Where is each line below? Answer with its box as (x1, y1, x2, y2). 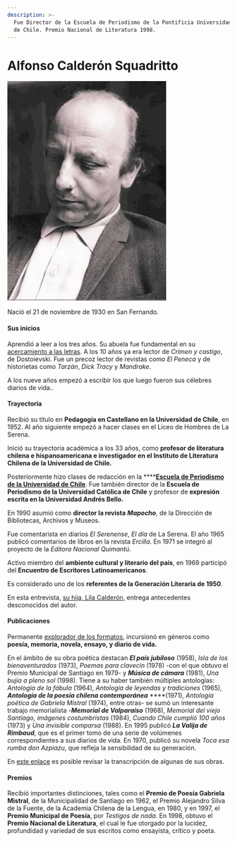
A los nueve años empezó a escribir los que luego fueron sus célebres (7, 376, 212, 384)
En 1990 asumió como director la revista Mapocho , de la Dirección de (7, 508, 213, 517)
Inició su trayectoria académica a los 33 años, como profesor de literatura (7, 444, 224, 452)
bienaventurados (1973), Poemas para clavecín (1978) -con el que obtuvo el (7, 661, 229, 669)
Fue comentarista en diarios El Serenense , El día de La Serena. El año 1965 (7, 530, 224, 538)
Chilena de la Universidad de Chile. (7, 458, 112, 467)
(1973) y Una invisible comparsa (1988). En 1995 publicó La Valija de (7, 721, 208, 729)
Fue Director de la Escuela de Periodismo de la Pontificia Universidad (13, 18, 232, 26)
